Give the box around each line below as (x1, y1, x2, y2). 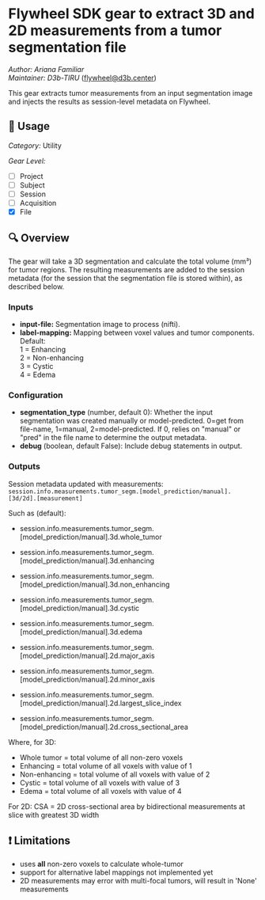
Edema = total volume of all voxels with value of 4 (19, 786, 182, 796)
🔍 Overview (8, 231, 70, 245)
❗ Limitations (8, 834, 71, 848)
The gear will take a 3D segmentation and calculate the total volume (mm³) (8, 256, 252, 266)
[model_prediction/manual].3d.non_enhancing (19, 579, 170, 589)
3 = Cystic (19, 362, 54, 371)
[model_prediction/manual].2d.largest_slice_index (19, 698, 182, 708)
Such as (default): (8, 508, 66, 518)
